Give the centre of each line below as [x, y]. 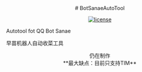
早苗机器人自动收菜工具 [35, 43]
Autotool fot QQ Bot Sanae [39, 31]
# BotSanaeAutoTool [100, 8]
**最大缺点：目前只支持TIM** [100, 63]
